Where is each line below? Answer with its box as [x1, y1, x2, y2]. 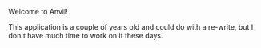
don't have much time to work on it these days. [8, 31, 163, 40]
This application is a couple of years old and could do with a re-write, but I [8, 22, 254, 31]
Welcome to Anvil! [8, 7, 68, 16]
